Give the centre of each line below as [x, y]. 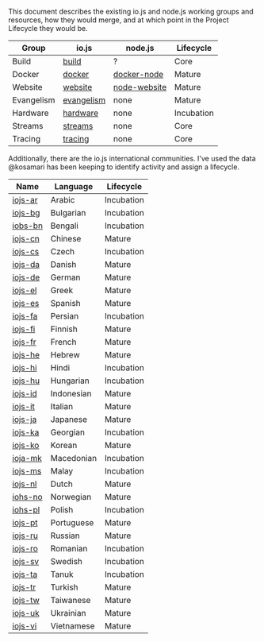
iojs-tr [24, 587]
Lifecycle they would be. [48, 28]
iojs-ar [25, 200]
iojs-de [26, 277]
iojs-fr [25, 342]
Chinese [66, 239]
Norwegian [71, 497]
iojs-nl [25, 484]
